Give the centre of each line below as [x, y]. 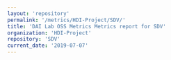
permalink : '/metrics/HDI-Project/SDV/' [67, 20]
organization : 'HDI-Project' [49, 33]
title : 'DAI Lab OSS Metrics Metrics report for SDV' [87, 26]
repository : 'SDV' [34, 39]
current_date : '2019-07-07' [48, 46]
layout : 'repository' [39, 13]
